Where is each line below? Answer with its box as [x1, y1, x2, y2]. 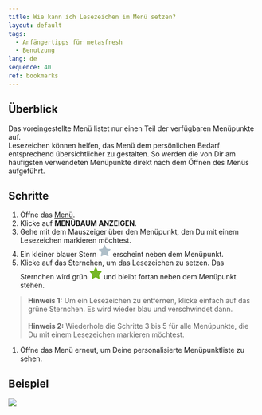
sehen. [19, 354, 43, 363]
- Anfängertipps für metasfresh [15, 38, 123, 46]
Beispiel [8, 377, 49, 390]
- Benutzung [15, 46, 56, 55]
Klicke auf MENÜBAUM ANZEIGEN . [19, 219, 137, 228]
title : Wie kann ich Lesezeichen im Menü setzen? [8, 13, 177, 21]
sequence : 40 [8, 64, 52, 72]
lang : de [8, 55, 37, 63]
